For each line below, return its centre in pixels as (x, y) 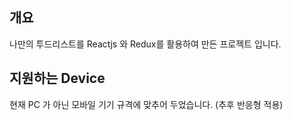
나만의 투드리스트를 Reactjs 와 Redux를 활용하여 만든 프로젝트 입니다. (145, 44)
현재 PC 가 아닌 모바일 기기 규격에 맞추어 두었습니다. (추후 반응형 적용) (146, 104)
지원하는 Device (57, 78)
